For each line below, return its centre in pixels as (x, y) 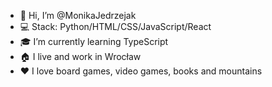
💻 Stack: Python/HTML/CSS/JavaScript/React (115, 26)
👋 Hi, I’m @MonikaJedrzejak (78, 15)
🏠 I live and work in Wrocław (80, 56)
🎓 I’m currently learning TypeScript (94, 41)
